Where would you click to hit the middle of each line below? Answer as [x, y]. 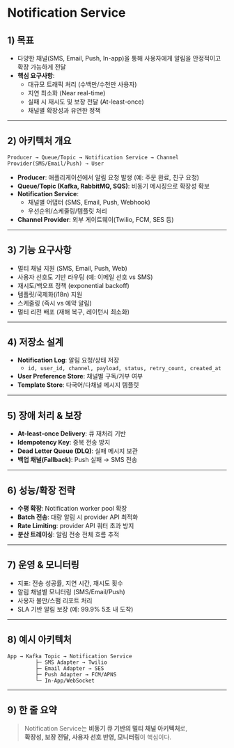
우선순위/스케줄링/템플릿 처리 [68, 211]
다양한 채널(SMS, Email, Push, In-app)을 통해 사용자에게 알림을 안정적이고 [119, 58]
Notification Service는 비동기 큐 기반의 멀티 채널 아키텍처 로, [106, 728]
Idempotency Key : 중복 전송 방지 [64, 443]
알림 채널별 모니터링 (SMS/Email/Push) [71, 591]
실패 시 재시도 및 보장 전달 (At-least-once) [86, 102]
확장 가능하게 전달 [41, 67]
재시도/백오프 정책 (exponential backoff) [73, 285]
